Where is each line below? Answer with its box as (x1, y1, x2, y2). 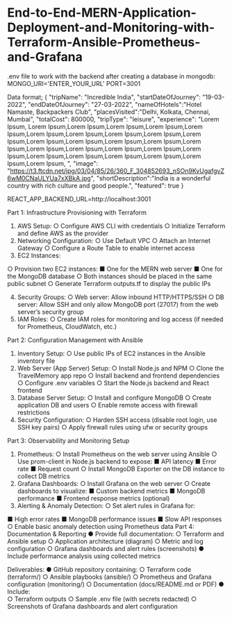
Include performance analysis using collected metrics (7, 552, 161, 560)
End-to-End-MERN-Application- (7, 5, 197, 21)
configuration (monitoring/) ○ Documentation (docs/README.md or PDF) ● (7, 580, 224, 588)
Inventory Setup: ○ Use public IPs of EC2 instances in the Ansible (17, 349, 206, 357)
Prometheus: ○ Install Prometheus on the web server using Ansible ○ (17, 450, 217, 458)
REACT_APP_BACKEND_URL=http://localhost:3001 (7, 194, 151, 203)
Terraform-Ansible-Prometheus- (7, 35, 201, 50)
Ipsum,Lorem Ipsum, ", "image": (7, 159, 99, 167)
